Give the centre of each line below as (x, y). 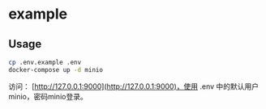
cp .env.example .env (45, 62)
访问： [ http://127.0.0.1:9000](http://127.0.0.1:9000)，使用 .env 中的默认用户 (134, 86)
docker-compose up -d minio (56, 69)
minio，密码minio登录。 (48, 96)
